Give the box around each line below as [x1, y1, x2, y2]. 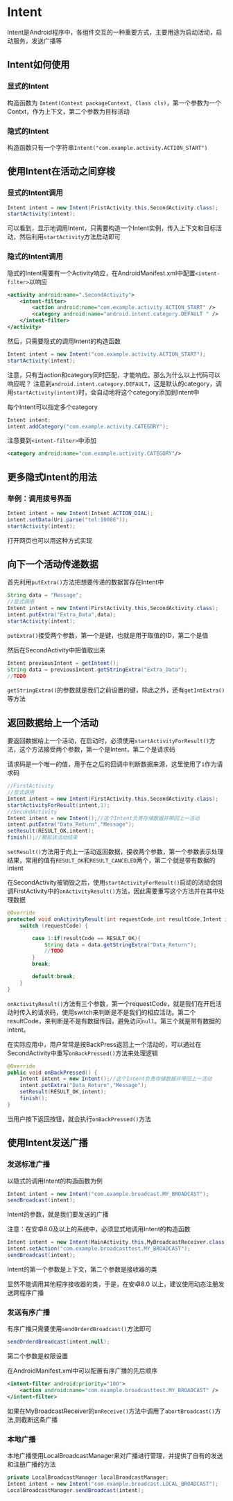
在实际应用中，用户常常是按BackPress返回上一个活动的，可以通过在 [7, 1040, 202, 1048]
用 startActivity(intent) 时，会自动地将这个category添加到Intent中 [7, 388, 200, 396]
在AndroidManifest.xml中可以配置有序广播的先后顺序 [7, 1366, 158, 1375]
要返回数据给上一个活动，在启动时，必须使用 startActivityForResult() [7, 736, 209, 745]
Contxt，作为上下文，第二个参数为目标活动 [7, 107, 130, 115]
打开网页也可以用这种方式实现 [7, 536, 92, 544]
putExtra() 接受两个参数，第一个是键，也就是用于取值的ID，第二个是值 [7, 631, 209, 639]
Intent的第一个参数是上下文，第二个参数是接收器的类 [7, 1265, 157, 1273]
